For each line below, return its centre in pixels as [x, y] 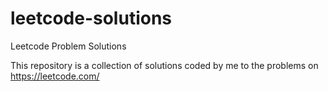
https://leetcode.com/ [55, 76]
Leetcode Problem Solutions [68, 46]
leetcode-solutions [91, 18]
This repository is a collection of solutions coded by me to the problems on [164, 65]
